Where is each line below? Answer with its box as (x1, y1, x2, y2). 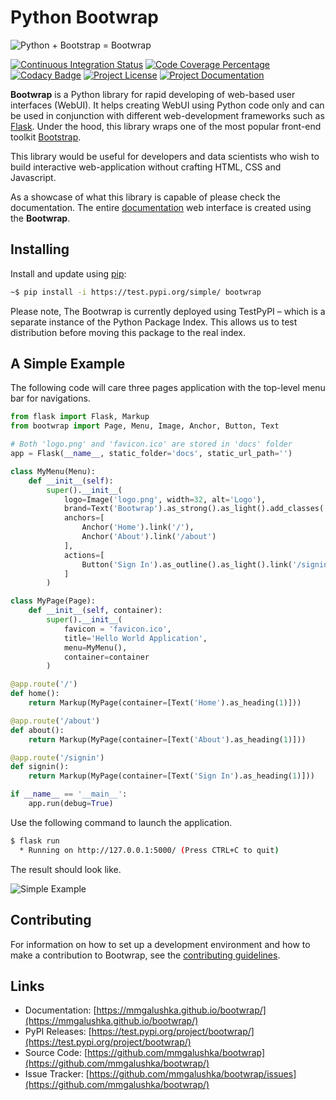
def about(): (10, 725, 65, 735)
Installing (10, 241, 70, 258)
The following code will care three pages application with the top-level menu (10, 382, 326, 394)
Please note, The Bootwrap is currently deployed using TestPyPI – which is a (10, 305, 326, 317)
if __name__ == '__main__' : (10, 789, 128, 800)
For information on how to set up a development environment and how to (10, 938, 311, 950)
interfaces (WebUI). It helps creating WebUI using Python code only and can (10, 99, 325, 111)
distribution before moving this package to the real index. (10, 326, 247, 338)
